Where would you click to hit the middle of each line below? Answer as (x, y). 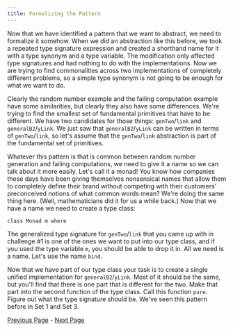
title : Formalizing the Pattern (54, 14)
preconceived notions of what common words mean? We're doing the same (116, 193)
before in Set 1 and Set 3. (43, 306)
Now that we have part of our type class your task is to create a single (107, 269)
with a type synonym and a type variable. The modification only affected (111, 56)
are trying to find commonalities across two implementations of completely (114, 70)
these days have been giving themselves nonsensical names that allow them (117, 179)
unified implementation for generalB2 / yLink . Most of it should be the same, (114, 277)
